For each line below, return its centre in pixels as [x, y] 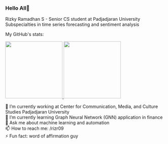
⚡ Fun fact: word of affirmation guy [42, 136]
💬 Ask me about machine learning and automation [57, 123]
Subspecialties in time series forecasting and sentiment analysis [72, 24]
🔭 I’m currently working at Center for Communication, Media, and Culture [82, 106]
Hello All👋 [18, 8]
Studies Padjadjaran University [37, 112]
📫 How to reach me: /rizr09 [35, 128]
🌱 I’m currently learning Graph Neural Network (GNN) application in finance [84, 117]
